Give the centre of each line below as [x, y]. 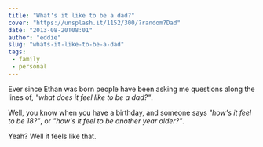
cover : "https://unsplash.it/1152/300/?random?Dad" [94, 23]
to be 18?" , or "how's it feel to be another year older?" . [96, 121]
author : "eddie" [35, 37]
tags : [17, 52]
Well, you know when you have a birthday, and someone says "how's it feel [130, 112]
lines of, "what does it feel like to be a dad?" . [80, 97]
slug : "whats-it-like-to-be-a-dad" [66, 45]
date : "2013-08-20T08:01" [50, 30]
